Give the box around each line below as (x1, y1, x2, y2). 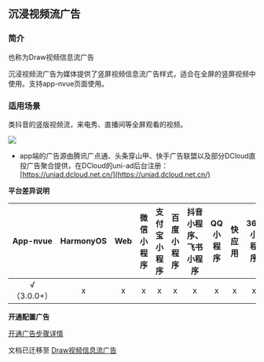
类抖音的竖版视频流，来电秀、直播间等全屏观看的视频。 (8, 119, 187, 129)
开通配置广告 (8, 312, 49, 321)
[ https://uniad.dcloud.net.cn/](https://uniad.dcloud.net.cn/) (19, 170, 211, 179)
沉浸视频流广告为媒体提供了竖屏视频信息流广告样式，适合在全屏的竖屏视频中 (8, 69, 256, 79)
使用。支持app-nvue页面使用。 (8, 79, 108, 88)
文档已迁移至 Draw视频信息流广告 (8, 345, 117, 355)
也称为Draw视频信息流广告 (8, 52, 94, 61)
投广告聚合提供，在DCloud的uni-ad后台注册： (19, 160, 169, 170)
